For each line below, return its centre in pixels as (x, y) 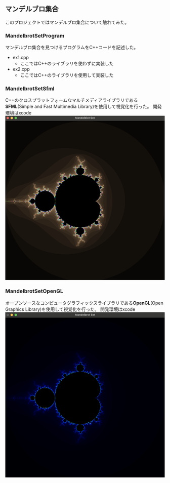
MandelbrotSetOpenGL (34, 291)
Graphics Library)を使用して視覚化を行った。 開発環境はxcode (70, 309)
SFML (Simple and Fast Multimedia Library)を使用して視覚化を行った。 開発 (83, 107)
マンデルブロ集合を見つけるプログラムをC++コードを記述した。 (72, 48)
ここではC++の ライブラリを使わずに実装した (67, 64)
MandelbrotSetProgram (35, 35)
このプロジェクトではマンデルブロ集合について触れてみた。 (67, 22)
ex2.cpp (21, 69)
